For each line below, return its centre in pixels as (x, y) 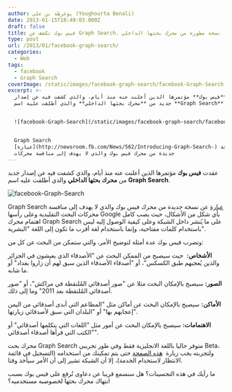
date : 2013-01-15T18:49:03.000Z (54, 20)
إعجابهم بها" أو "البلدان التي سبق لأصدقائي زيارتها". (73, 312)
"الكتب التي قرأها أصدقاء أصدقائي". (53, 333)
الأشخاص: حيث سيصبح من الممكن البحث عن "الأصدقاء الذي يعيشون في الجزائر (110, 255)
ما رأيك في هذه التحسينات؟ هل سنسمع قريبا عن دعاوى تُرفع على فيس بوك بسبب (112, 374)
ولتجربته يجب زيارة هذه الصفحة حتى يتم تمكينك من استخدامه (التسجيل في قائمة (111, 353)
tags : (15, 65)
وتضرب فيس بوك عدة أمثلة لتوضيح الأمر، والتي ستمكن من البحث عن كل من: (106, 242)
